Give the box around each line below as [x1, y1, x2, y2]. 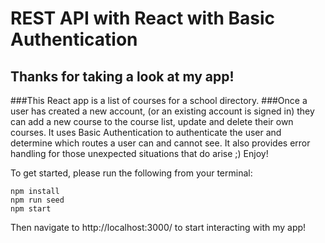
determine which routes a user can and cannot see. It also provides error [10, 137, 311, 149]
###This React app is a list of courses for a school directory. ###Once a [10, 95, 308, 106]
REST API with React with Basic [10, 7, 276, 30]
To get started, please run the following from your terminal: [10, 167, 253, 179]
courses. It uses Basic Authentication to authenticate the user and [10, 127, 282, 138]
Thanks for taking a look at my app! [10, 68, 235, 85]
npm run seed [10, 195, 65, 205]
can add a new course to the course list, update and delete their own [10, 116, 294, 127]
